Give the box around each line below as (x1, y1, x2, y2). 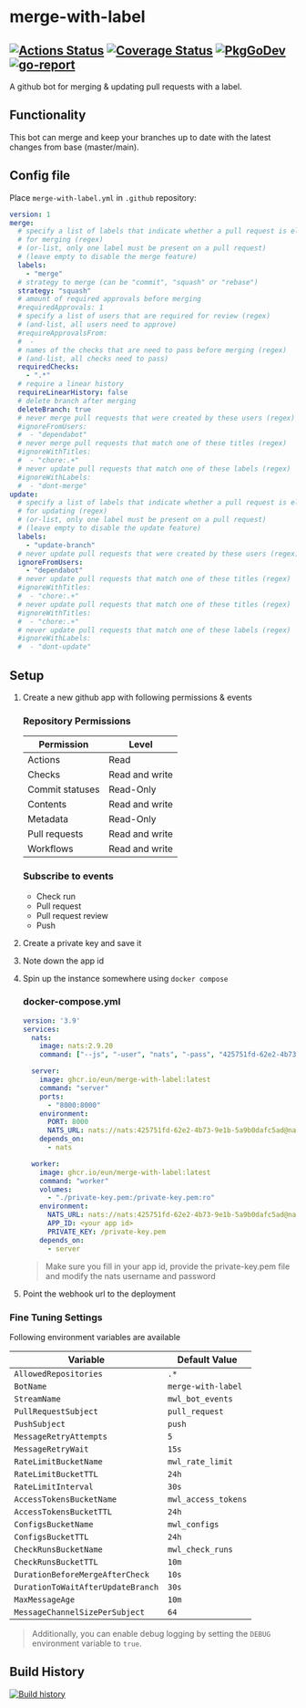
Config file (9, 168, 71, 183)
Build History (9, 1664, 85, 1680)
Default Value (177, 1353, 238, 1366)
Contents (26, 798, 66, 811)
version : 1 (9, 210, 51, 219)
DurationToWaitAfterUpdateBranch (14, 1581, 159, 1592)
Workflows (26, 842, 75, 855)
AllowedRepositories (14, 1369, 103, 1379)
